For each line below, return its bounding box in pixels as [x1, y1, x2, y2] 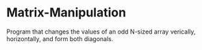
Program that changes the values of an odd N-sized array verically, [6, 27, 196, 36]
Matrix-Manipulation [6, 5, 127, 21]
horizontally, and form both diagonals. [6, 34, 114, 42]
